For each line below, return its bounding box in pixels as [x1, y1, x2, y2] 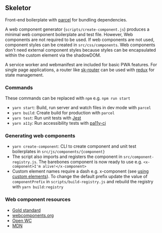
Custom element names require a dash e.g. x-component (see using [12, 168, 149, 175]
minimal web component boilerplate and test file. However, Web [5, 31, 133, 37]
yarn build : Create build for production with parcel [12, 110, 115, 116]
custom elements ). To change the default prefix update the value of [12, 174, 147, 179]
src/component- [123, 155, 154, 160]
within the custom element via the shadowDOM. [5, 52, 101, 58]
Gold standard [12, 207, 41, 213]
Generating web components [5, 133, 75, 139]
